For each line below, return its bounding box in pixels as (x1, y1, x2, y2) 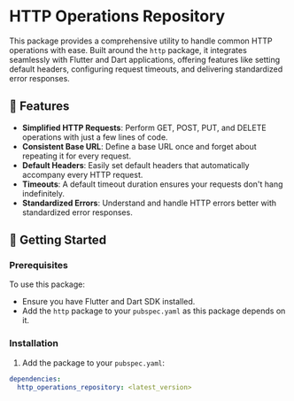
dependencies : (9, 374, 62, 383)
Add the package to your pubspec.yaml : (21, 357, 166, 368)
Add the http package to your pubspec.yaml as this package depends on (21, 305, 286, 316)
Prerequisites (9, 259, 68, 272)
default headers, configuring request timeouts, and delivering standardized (9, 64, 283, 74)
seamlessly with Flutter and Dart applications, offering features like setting (9, 54, 281, 65)
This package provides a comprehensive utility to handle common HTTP (9, 35, 273, 46)
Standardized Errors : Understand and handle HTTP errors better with (21, 197, 277, 208)
